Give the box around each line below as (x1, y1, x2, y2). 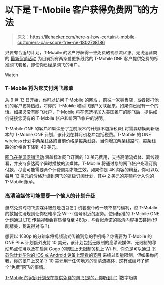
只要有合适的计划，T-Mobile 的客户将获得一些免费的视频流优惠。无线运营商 (5, 50, 158, 55)
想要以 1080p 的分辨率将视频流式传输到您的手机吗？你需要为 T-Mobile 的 (5, 233, 152, 239)
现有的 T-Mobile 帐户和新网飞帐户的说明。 (22, 115, 107, 121)
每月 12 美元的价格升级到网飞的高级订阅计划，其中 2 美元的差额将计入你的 (5, 173, 154, 179)
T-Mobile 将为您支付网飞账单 (5, 84, 74, 91)
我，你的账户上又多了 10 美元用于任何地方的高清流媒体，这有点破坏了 (5, 258, 145, 264)
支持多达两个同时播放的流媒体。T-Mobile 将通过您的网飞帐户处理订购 (18, 160, 158, 167)
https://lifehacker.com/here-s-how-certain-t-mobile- (30, 34, 137, 40)
